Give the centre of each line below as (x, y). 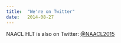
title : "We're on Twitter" (41, 11)
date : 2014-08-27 (30, 17)
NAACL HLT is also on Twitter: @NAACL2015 (60, 34)
